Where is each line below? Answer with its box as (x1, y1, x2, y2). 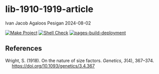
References (5, 44, 42, 53)
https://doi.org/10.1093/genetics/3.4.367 (12, 62, 95, 68)
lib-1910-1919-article (5, 3, 94, 15)
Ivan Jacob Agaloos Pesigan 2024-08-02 (5, 20, 91, 26)
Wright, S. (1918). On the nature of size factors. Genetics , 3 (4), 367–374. (5, 57, 154, 63)
